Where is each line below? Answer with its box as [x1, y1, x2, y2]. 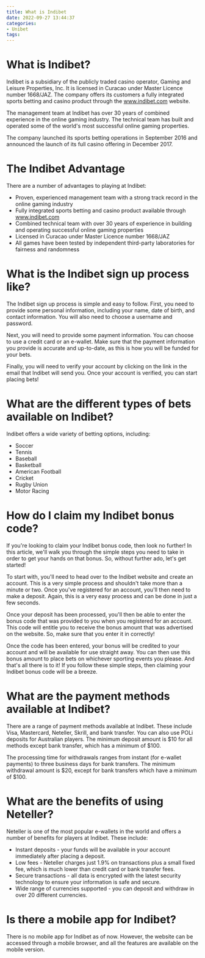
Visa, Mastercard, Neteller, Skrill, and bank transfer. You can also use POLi [6, 729, 193, 736]
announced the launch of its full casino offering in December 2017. [6, 141, 173, 148]
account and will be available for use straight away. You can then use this [6, 648, 191, 656]
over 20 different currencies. [15, 891, 87, 898]
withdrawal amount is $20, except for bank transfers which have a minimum [6, 767, 197, 774]
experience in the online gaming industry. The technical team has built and [6, 116, 194, 123]
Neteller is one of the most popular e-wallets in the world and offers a [6, 828, 181, 835]
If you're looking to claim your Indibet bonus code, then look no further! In [6, 542, 192, 549]
